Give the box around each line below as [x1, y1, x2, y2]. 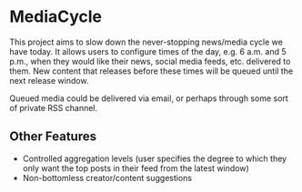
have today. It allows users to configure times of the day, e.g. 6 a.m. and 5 [9, 45, 287, 56]
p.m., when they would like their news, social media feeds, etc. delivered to [9, 56, 291, 66]
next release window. [9, 75, 89, 86]
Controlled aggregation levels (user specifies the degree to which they [22, 153, 287, 164]
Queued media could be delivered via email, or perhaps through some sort [9, 93, 288, 104]
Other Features [9, 129, 97, 145]
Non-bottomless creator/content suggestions [22, 172, 193, 183]
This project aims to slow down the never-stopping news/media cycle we [9, 36, 284, 47]
